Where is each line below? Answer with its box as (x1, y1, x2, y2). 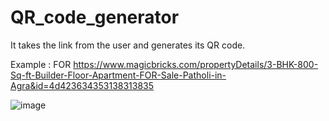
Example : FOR (10, 58, 72, 70)
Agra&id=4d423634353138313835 (10, 79, 155, 91)
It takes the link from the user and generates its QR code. (10, 39, 246, 51)
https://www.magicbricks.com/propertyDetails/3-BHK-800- (73, 58, 319, 70)
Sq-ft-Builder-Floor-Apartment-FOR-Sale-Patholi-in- (10, 69, 227, 81)
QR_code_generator (10, 6, 180, 29)
